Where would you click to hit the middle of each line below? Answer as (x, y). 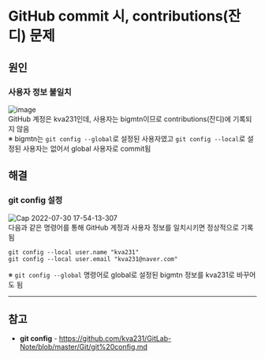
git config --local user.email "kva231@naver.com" (93, 259)
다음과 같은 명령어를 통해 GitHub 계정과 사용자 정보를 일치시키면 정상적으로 (123, 227)
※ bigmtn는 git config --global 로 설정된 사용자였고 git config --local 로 (127, 138)
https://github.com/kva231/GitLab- (115, 338)
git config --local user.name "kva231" (74, 252)
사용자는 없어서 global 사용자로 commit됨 (87, 148)
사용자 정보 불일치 (40, 92)
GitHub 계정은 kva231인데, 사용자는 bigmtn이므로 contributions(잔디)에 (119, 118)
